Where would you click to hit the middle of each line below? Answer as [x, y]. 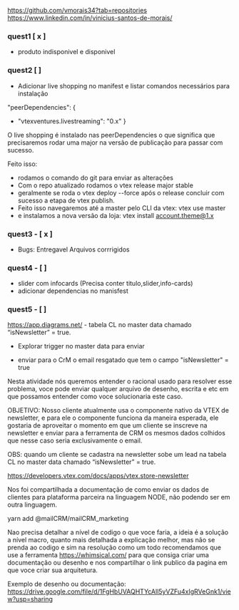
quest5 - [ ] [27, 309]
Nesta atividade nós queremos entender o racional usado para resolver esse [120, 381]
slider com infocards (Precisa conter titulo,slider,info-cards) [105, 284]
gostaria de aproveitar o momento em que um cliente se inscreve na [107, 425]
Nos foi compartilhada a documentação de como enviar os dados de [108, 490]
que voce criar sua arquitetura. [53, 570]
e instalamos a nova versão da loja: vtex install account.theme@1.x [116, 215]
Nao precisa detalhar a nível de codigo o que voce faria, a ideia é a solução [118, 532]
